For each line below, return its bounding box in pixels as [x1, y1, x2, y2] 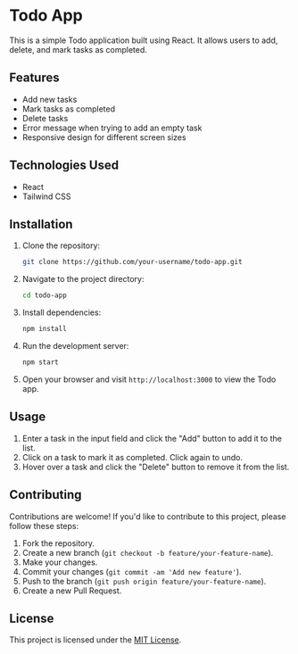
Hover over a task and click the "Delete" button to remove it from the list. [21, 461, 290, 472]
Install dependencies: [21, 307, 102, 318]
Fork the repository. [21, 537, 95, 549]
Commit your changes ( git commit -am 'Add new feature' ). [21, 566, 243, 576]
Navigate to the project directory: [21, 274, 145, 285]
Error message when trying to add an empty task [21, 122, 203, 133]
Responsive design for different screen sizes [21, 131, 186, 143]
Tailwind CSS [21, 191, 71, 202]
